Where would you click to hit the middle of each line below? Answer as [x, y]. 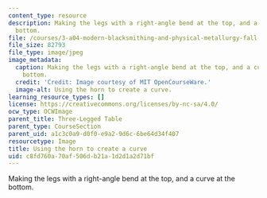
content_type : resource [48, 16]
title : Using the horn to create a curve [78, 149]
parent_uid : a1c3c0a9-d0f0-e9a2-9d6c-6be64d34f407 [94, 134]
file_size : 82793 [37, 45]
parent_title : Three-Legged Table [66, 119]
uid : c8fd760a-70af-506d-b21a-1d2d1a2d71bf [81, 156]
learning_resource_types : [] [56, 97]
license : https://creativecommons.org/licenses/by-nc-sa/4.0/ [113, 104]
